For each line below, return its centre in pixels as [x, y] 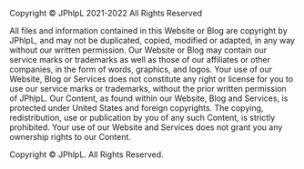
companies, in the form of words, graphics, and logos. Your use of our [141, 69]
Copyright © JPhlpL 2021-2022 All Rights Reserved [106, 13]
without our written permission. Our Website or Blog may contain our [138, 50]
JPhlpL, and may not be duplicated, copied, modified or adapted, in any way [152, 40]
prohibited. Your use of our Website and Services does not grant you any [146, 127]
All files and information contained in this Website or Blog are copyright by [149, 30]
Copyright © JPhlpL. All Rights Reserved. [86, 154]
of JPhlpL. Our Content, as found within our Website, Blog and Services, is [149, 98]
